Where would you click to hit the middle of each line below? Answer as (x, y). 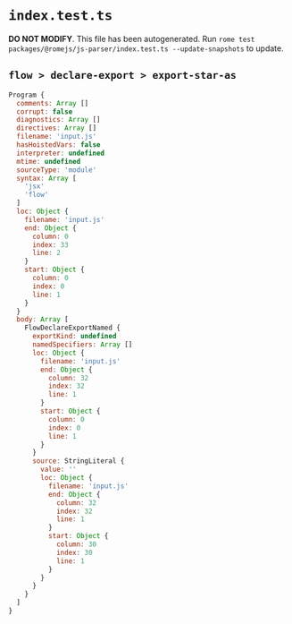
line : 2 (46, 253)
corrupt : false (45, 111)
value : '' (58, 470)
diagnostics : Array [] (58, 120)
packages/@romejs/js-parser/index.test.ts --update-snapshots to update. (146, 48)
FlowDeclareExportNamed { (73, 328)
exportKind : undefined (74, 337)
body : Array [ (42, 320)
